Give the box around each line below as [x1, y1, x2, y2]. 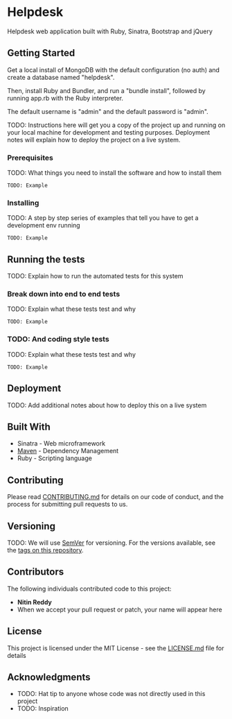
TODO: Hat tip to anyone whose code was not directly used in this [17, 690, 206, 698]
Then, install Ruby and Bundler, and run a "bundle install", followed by [7, 86, 206, 94]
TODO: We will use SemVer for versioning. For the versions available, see [7, 539, 216, 547]
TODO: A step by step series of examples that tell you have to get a [7, 214, 199, 222]
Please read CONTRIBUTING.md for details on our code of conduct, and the [7, 493, 224, 501]
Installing [7, 198, 39, 208]
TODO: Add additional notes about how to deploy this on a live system [7, 400, 207, 409]
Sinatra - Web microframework [17, 439, 106, 448]
